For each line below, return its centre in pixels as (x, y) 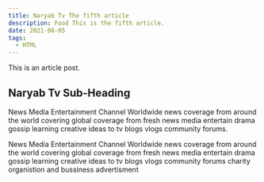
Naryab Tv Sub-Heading (69, 93)
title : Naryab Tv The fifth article (69, 15)
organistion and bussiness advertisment (73, 169)
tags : (17, 38)
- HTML (26, 45)
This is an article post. (44, 68)
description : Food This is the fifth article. (86, 23)
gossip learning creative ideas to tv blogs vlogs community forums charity (130, 161)
